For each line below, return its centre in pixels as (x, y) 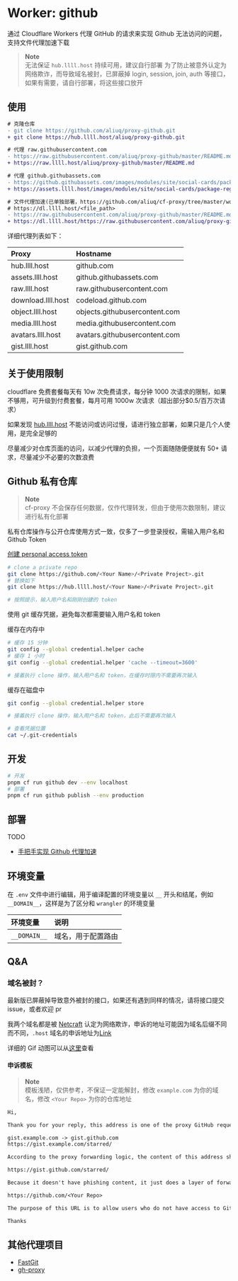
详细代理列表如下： (35, 236)
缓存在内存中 (26, 630)
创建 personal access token (47, 554)
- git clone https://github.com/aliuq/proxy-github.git (91, 130)
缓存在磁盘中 (26, 690)
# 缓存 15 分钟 (28, 643)
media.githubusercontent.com (126, 324)
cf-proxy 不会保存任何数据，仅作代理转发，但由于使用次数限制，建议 (125, 507)
